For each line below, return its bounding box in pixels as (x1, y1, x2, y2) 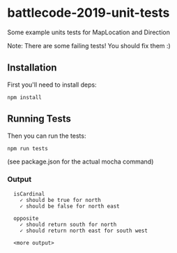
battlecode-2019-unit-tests (7, 5, 170, 21)
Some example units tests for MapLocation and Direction (7, 28, 171, 36)
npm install (7, 94, 42, 101)
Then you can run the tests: (7, 131, 86, 140)
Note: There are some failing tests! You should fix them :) (7, 41, 171, 50)
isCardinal (13, 190, 45, 197)
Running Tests (7, 113, 71, 125)
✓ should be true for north (20, 196, 101, 203)
